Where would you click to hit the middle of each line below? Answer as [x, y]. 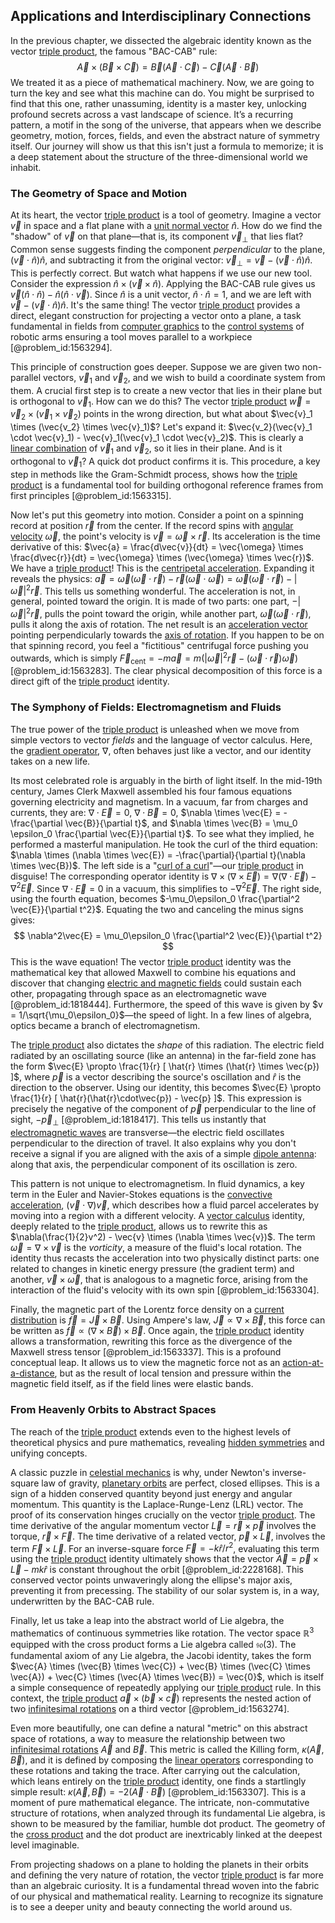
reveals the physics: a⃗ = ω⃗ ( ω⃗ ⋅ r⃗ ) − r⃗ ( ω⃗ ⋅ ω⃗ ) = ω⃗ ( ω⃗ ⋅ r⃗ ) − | [154, 578]
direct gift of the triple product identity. [90, 681]
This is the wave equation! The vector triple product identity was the [151, 962]
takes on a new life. [50, 761]
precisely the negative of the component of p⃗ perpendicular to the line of [163, 1109]
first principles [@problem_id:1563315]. [91, 495]
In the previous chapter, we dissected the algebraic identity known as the [161, 40]
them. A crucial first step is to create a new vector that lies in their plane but [166, 390]
